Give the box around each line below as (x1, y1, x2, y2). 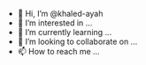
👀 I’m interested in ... (17, 18, 93, 28)
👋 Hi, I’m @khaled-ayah (17, 9, 104, 18)
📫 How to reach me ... (17, 47, 100, 56)
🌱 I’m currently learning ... (17, 27, 112, 37)
